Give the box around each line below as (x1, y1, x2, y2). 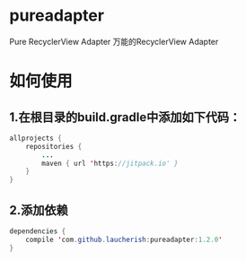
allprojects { (9, 134, 63, 143)
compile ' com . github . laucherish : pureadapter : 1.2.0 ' (25, 235, 223, 244)
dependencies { (9, 227, 66, 236)
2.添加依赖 (9, 203, 69, 218)
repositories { (25, 142, 83, 151)
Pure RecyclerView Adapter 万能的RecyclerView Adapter (9, 36, 219, 47)
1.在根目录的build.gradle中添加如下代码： (9, 109, 242, 125)
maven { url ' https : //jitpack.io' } (41, 159, 179, 168)
